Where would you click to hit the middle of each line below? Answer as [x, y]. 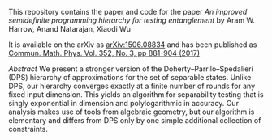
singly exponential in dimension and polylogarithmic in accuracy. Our [124, 103]
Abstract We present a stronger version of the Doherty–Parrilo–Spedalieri [131, 69]
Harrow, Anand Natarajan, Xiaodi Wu [70, 29]
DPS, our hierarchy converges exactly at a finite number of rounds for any [132, 86]
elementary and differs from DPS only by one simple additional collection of [135, 120]
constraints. [28, 129]
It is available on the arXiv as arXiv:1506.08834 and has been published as [133, 45]
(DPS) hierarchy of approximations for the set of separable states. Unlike [130, 77]
